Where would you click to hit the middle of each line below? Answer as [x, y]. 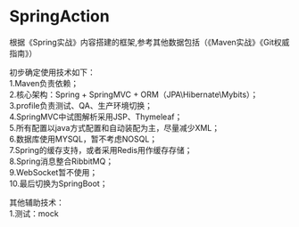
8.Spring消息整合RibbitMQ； [62, 161]
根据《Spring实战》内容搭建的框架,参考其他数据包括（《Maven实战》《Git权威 [149, 42]
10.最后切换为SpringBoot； [58, 183]
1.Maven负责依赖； [44, 83]
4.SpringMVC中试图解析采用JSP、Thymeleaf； [96, 117]
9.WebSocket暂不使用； [54, 172]
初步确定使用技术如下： [52, 72]
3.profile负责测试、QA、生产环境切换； [81, 105]
